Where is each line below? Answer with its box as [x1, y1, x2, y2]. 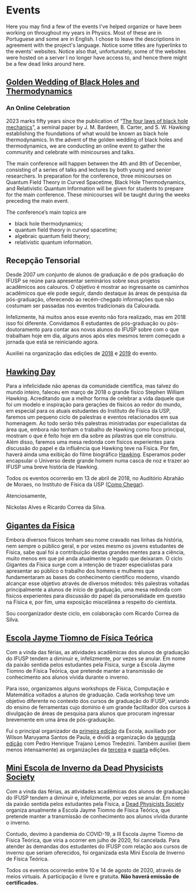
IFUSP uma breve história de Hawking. [6, 464, 99, 471]
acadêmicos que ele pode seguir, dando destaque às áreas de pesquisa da [6, 290, 187, 297]
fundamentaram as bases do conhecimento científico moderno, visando [6, 574, 180, 581]
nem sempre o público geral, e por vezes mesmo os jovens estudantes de [6, 543, 184, 550]
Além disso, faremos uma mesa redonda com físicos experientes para [6, 438, 175, 445]
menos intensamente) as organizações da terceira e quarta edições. [6, 746, 171, 753]
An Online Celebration [6, 104, 70, 112]
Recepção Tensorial [6, 256, 80, 266]
